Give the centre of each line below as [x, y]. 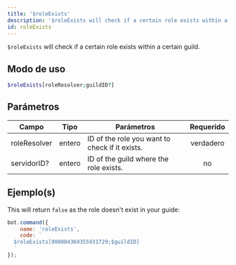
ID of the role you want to [129, 138]
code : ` [31, 235]
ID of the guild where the [128, 159]
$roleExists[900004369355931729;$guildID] [77, 242]
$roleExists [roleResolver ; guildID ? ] [61, 85]
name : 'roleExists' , [50, 229]
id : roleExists [29, 27]
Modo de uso [36, 69]
